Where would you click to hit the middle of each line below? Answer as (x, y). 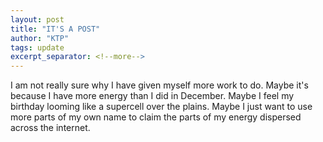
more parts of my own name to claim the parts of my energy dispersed (156, 117)
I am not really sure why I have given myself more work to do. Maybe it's (159, 85)
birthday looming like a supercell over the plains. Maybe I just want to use (161, 107)
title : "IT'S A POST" (55, 29)
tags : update (37, 47)
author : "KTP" (40, 38)
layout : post (37, 19)
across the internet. (50, 128)
